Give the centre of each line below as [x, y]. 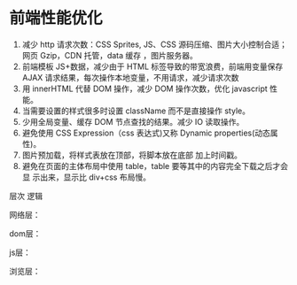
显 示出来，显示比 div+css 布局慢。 [86, 177]
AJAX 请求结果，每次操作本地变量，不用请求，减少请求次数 [130, 77]
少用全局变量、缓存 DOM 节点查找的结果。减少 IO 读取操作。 [133, 121]
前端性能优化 [56, 18]
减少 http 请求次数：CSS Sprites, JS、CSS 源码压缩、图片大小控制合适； [155, 44]
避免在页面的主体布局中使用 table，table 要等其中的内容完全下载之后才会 [155, 166]
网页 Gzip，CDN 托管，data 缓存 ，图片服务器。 [109, 55]
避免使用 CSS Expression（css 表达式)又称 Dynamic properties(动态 [146, 133]
